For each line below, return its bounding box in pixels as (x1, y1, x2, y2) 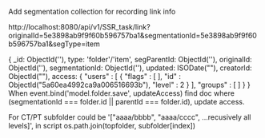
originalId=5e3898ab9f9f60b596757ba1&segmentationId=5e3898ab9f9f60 (8, 31, 258, 40)
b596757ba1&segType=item (8, 39, 100, 49)
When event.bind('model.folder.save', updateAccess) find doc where (8, 89, 235, 98)
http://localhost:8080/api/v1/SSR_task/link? (8, 22, 151, 31)
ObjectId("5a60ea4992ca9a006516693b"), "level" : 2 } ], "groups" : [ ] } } (8, 80, 251, 89)
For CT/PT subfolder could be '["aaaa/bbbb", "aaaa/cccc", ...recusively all (8, 112, 251, 122)
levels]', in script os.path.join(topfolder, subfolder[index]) (8, 121, 196, 130)
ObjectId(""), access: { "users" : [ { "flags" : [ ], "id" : (8, 72, 182, 81)
